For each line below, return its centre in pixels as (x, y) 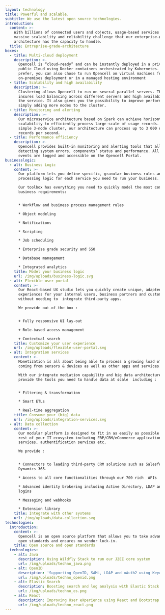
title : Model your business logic (49, 271)
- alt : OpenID (28, 568)
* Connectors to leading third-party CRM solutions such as (81, 464)
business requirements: (42, 192)
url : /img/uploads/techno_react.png (55, 605)
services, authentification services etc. (62, 442)
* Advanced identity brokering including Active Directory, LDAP (86, 486)
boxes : (12, 51)
